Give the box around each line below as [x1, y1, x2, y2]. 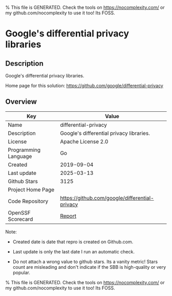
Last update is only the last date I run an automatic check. [12, 248, 135, 254]
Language [8, 152, 32, 160]
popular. [12, 269, 31, 275]
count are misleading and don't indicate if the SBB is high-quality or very [12, 264, 166, 270]
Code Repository [8, 198, 49, 205]
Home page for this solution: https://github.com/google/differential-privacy [5, 83, 164, 89]
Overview [5, 97, 37, 106]
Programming [8, 146, 41, 153]
